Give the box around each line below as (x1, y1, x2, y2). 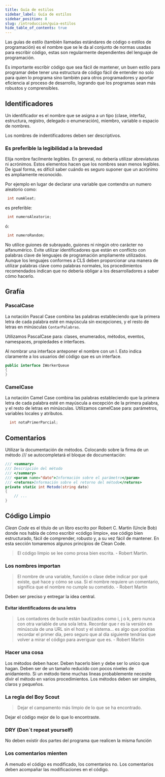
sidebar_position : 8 (5, 16, 48, 21)
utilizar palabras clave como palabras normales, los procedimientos (5, 262, 142, 268)
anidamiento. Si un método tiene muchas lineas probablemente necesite (5, 671, 152, 677)
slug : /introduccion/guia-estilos (5, 21, 76, 26)
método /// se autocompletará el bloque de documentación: (5, 452, 127, 458)
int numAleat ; (7, 196, 36, 201)
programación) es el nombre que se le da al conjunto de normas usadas (5, 44, 151, 50)
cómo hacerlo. (5, 273, 34, 279)
